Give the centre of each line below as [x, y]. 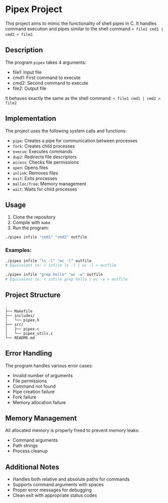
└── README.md [20, 338]
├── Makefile [19, 311]
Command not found [34, 386]
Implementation [31, 118]
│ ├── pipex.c [22, 329]
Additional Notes [32, 467]
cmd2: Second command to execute [50, 83]
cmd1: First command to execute [47, 78]
